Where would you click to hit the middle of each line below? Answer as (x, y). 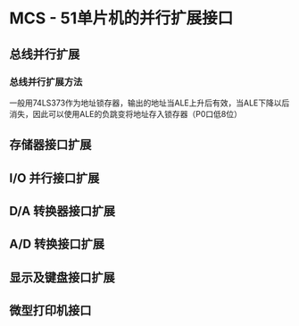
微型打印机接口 (50, 310)
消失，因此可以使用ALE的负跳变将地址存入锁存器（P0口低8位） (126, 113)
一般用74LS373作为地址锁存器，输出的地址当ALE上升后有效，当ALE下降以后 (149, 103)
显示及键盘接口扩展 (62, 277)
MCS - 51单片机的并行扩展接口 (121, 18)
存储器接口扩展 (50, 145)
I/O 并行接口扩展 (54, 178)
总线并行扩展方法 (46, 81)
